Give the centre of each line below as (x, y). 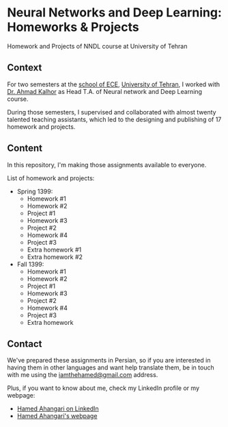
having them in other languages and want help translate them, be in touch (111, 367)
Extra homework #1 (54, 249)
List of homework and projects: (51, 178)
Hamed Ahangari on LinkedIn (58, 408)
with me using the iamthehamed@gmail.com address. (83, 375)
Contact (25, 344)
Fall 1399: (30, 264)
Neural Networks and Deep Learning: (114, 13)
